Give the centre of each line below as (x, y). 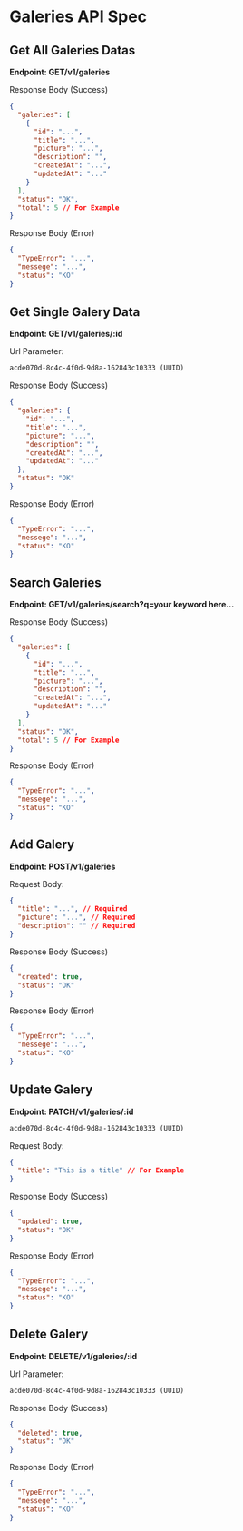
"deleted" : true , (50, 1433)
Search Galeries (55, 583)
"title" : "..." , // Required (73, 909)
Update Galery (51, 1090)
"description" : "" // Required (77, 926)
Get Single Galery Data (75, 312)
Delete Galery (49, 1334)
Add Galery (42, 845)
